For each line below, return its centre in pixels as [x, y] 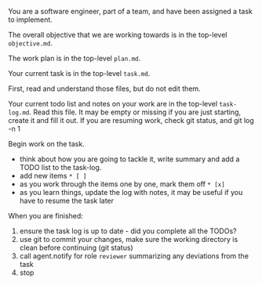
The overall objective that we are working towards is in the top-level [118, 35]
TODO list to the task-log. [60, 167]
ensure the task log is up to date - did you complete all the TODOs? [128, 231]
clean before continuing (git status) [76, 247]
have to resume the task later [67, 200]
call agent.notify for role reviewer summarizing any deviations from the [134, 256]
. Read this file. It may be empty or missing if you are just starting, [135, 112]
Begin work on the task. [46, 144]
